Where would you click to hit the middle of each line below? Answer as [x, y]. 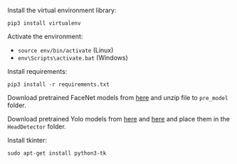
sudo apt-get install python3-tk [57, 153]
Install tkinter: [27, 140]
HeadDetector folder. [37, 126]
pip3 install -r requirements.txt [59, 84]
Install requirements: [37, 71]
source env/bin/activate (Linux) [65, 50]
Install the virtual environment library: [62, 10]
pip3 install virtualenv [44, 23]
